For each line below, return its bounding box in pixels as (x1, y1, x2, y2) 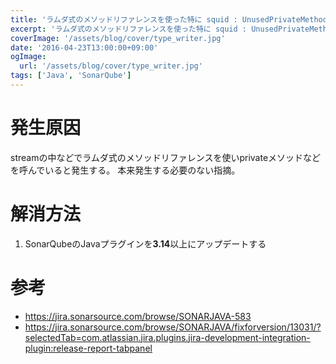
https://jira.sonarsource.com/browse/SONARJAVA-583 (24, 310, 252, 322)
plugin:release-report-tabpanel (24, 342, 153, 354)
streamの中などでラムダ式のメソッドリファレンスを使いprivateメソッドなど (10, 151, 322, 163)
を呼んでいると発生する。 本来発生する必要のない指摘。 (10, 164, 241, 176)
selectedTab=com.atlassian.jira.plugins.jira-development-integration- (24, 331, 311, 343)
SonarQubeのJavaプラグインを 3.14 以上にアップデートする (24, 237, 267, 250)
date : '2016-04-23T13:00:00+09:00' (10, 42, 159, 53)
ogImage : (10, 52, 47, 62)
